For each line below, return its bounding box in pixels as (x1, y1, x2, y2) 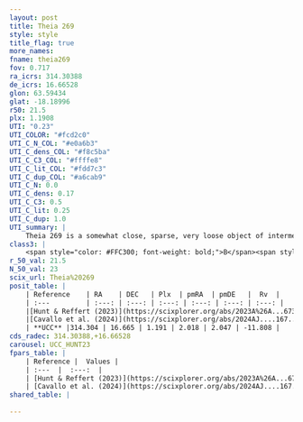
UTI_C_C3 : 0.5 (9, 197, 63, 207)
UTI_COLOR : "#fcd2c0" (9, 131, 91, 140)
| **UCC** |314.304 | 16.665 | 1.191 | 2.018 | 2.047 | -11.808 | (25, 324, 280, 333)
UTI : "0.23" (9, 123, 54, 132)
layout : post (9, 13, 59, 23)
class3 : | (9, 240, 47, 249)
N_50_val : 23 (9, 265, 59, 274)
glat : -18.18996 (9, 96, 70, 106)
